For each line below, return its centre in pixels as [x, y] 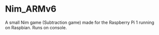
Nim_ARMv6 [31, 9]
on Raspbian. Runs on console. [36, 27]
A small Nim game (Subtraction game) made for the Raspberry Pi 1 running [80, 22]
